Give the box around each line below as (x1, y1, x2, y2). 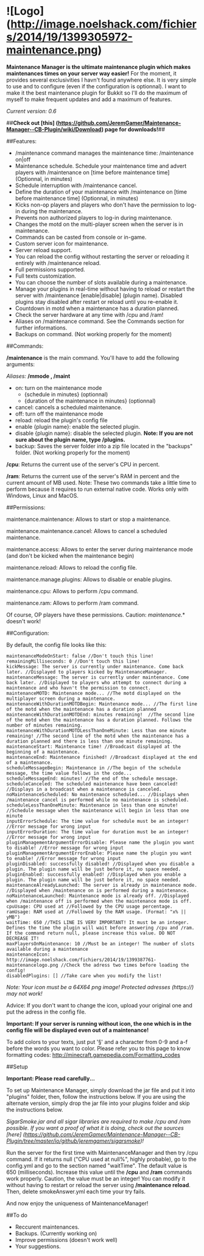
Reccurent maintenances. (15, 1223, 80, 1230)
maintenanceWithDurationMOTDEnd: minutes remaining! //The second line (6, 711, 195, 718)
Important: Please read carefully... (6, 1074, 96, 1082)
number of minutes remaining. (6, 722, 83, 729)
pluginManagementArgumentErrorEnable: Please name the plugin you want (6, 850, 192, 856)
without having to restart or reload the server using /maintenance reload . (6, 1181, 191, 1188)
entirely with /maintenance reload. (15, 259, 101, 266)
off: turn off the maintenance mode (15, 410, 104, 417)
